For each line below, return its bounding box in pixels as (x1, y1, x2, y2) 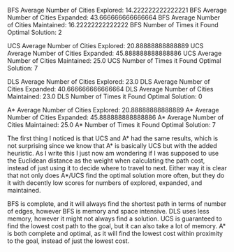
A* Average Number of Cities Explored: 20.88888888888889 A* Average (7, 106, 219, 114)
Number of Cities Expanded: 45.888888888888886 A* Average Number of (7, 113, 224, 121)
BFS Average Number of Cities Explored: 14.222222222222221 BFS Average (7, 6, 227, 14)
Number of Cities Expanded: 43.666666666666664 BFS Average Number (7, 13, 221, 22)
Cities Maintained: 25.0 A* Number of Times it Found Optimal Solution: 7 (7, 121, 217, 128)
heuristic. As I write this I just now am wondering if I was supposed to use (7, 149, 219, 157)
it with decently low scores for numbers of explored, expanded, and (7, 179, 203, 187)
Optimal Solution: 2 (7, 28, 62, 36)
